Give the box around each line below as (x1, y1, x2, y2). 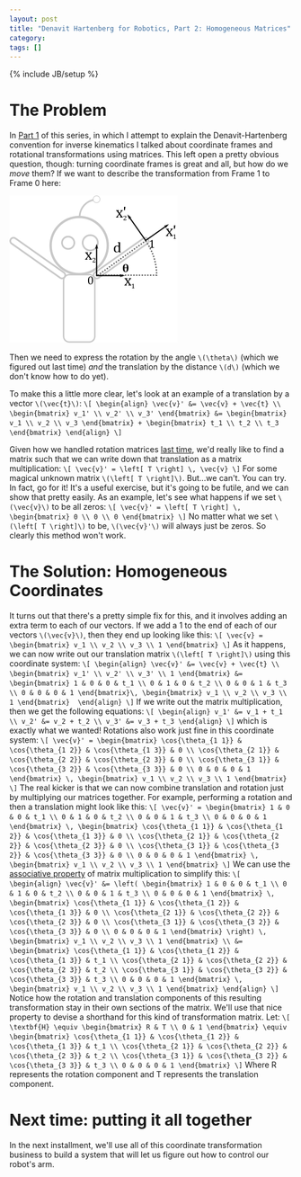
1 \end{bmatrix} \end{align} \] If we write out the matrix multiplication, (9, 697, 283, 708)
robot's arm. (9, 1159, 56, 1170)
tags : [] (9, 43, 42, 52)
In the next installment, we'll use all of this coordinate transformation (9, 1140, 262, 1151)
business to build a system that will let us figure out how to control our (9, 1149, 270, 1160)
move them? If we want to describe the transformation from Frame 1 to (9, 168, 270, 179)
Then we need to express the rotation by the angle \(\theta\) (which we (9, 352, 279, 363)
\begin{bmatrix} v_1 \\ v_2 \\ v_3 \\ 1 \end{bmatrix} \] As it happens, (9, 639, 286, 650)
